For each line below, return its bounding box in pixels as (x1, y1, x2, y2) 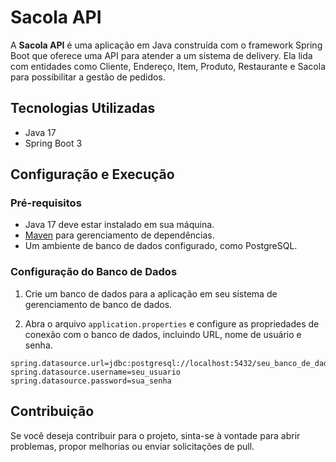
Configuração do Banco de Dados (10, 265, 178, 279)
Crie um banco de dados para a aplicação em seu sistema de (24, 287, 278, 300)
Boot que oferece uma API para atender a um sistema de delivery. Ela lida (10, 49, 313, 61)
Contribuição (10, 403, 95, 420)
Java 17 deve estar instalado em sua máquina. (24, 219, 215, 231)
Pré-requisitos (10, 196, 82, 210)
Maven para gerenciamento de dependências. (24, 229, 215, 241)
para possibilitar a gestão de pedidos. (10, 71, 166, 83)
